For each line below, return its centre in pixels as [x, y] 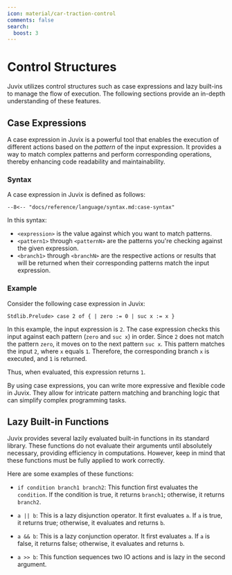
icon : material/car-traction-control [62, 14]
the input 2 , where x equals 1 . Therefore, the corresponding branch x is [108, 351]
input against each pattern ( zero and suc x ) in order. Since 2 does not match [116, 336]
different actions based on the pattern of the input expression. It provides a [114, 147]
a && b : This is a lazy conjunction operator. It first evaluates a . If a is [113, 536]
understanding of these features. [54, 101]
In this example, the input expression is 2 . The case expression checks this [114, 329]
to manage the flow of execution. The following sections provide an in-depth [116, 94]
